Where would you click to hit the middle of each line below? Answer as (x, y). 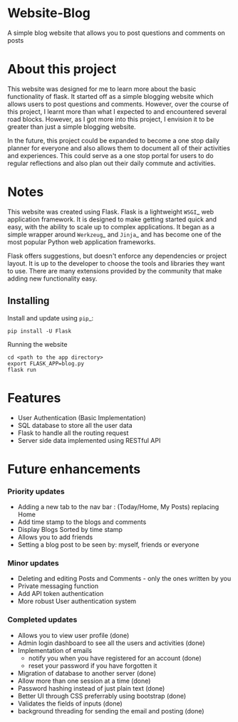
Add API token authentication (61, 594)
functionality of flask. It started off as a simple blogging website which (110, 96)
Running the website (37, 344)
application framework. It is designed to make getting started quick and (112, 219)
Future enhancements (74, 469)
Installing (29, 301)
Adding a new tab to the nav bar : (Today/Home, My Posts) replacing (118, 507)
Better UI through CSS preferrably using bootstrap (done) (102, 696)
